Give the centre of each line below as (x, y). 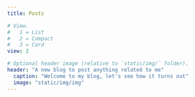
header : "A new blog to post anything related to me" (86, 70)
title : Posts (26, 13)
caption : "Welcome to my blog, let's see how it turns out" (101, 76)
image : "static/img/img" (49, 83)
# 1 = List (26, 32)
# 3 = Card (26, 45)
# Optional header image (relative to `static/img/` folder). (98, 64)
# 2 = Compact (30, 38)
